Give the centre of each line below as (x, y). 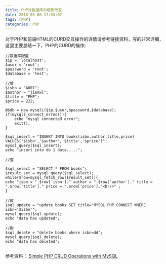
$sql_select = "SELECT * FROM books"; (46, 169)
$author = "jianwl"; (27, 92)
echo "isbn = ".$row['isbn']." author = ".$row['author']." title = (79, 182)
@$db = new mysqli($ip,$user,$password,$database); (61, 110)
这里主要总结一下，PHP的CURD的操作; (46, 46)
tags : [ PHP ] (18, 19)
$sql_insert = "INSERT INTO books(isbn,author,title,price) (70, 137)
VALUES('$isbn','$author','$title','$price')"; (56, 141)
